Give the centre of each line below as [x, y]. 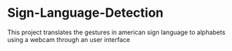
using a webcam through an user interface [69, 39]
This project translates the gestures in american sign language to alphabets [116, 32]
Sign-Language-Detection [85, 13]
